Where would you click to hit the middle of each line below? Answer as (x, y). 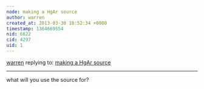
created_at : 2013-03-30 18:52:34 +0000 (57, 23)
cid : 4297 (19, 40)
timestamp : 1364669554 (35, 29)
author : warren (25, 17)
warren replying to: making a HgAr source (59, 62)
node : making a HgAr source (42, 12)
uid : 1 (15, 46)
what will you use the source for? (48, 79)
